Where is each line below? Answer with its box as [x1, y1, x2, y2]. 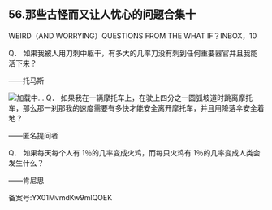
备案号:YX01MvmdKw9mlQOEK [8, 192, 113, 202]
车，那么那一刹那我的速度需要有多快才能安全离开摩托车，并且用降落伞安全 [8, 103, 257, 112]
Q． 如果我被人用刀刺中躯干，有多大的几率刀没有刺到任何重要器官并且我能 [8, 48, 258, 58]
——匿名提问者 [8, 130, 58, 140]
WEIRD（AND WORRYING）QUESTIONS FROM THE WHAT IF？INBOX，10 [8, 31, 257, 41]
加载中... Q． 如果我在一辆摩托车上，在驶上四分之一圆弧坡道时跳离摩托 [16, 93, 253, 103]
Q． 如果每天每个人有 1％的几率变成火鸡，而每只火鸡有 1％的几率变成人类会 [8, 147, 261, 157]
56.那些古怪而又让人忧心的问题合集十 [8, 7, 196, 22]
